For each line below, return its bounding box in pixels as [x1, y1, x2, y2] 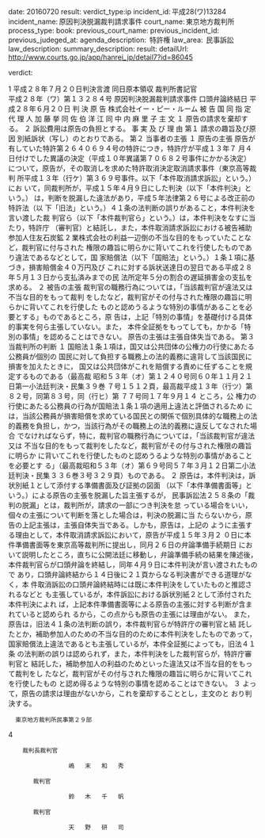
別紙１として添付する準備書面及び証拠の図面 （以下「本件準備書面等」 [14, 480, 246, 490]
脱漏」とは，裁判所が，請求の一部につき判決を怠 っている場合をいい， [21, 500, 252, 510]
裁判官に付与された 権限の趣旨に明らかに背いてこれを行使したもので [21, 243, 245, 252]
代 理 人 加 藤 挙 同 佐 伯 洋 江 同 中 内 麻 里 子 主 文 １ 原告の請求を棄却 [8, 114, 241, 123]
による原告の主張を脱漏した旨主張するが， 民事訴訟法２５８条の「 [32, 491, 248, 499]
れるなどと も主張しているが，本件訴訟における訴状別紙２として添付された [8, 590, 252, 599]
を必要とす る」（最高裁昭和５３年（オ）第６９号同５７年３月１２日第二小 [8, 461, 249, 470]
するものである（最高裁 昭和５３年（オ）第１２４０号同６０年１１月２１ [14, 372, 253, 381]
